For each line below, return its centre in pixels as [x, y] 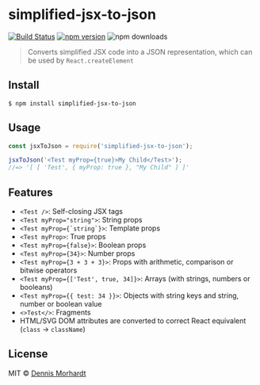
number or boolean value [61, 304]
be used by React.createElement [80, 60]
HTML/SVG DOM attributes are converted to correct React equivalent [133, 321]
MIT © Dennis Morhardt [47, 373]
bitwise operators [48, 270]
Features [31, 192]
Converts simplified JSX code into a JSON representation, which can [140, 51]
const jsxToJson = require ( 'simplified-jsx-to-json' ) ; [101, 146]
